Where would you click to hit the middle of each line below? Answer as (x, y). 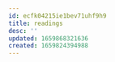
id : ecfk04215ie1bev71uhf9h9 (57, 16)
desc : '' (23, 31)
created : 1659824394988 (49, 46)
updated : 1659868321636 (49, 38)
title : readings (36, 23)
